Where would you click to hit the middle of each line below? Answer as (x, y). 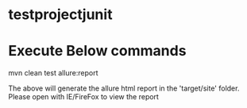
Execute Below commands (97, 51)
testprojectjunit (60, 15)
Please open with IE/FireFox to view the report (83, 97)
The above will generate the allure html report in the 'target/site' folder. (124, 88)
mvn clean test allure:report (53, 73)
